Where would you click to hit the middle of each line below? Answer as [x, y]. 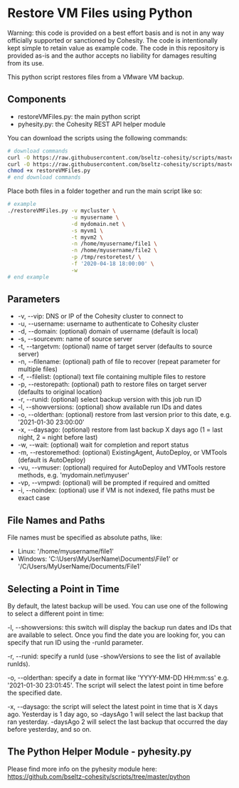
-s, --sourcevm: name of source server [75, 339]
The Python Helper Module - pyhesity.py [100, 752]
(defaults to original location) [60, 392]
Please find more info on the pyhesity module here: [83, 769]
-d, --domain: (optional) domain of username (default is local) [108, 331]
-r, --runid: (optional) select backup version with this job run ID [110, 400]
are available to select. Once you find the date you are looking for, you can [116, 635]
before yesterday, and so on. [49, 730]
